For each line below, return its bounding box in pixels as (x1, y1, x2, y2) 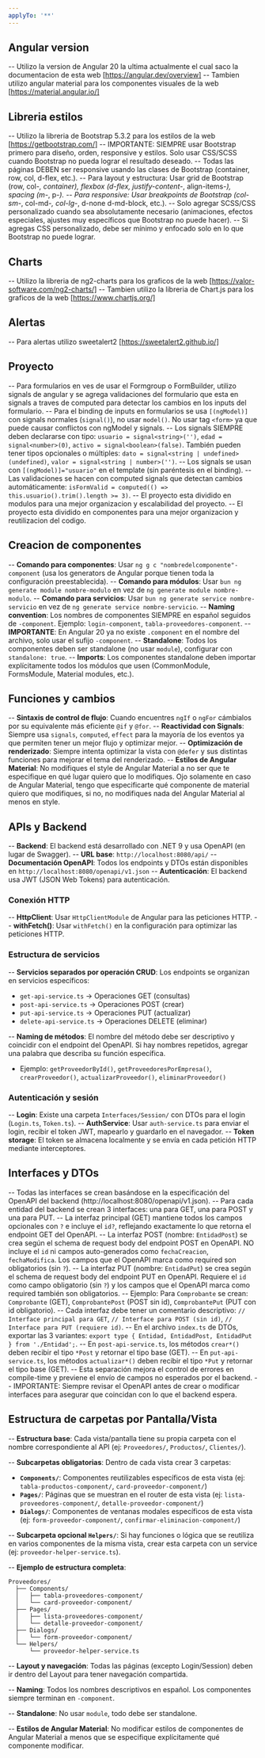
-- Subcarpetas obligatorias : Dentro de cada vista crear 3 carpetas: (8, 1457, 232, 1466)
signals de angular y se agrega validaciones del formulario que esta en (8, 389, 239, 399)
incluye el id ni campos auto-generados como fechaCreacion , (8, 1246, 210, 1256)
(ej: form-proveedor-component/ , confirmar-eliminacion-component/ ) (19, 1515, 241, 1524)
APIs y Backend (8, 820, 87, 833)
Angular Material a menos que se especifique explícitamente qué (8, 1732, 220, 1741)
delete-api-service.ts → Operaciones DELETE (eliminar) (19, 1016, 207, 1026)
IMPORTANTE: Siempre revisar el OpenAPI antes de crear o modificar (13, 1381, 240, 1390)
